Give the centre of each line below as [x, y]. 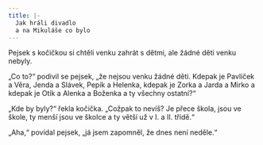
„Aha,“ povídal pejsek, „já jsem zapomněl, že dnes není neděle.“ [113, 132]
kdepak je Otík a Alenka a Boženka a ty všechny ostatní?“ [102, 93]
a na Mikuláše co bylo [53, 30]
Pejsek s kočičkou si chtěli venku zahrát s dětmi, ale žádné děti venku [122, 53]
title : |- [25, 15]
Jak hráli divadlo [46, 23]
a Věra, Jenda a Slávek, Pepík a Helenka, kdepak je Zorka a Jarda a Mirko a [132, 85]
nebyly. [20, 61]
